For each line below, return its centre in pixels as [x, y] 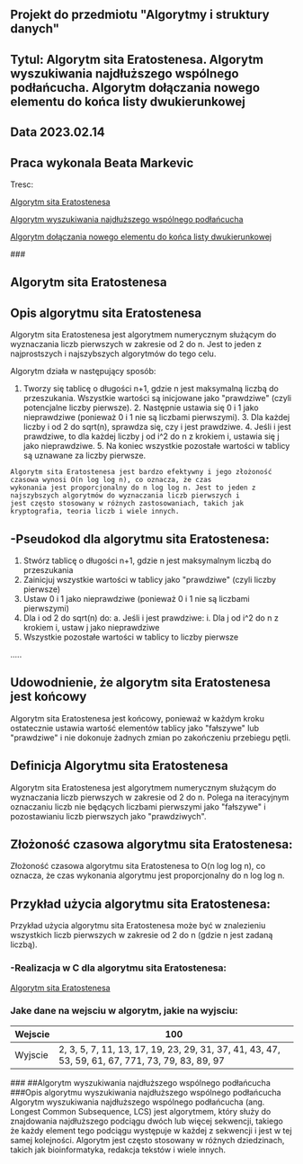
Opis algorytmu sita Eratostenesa [106, 313]
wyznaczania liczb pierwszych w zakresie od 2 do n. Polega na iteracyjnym [150, 797]
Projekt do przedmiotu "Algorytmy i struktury [140, 15]
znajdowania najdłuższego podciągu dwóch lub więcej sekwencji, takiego [147, 1121]
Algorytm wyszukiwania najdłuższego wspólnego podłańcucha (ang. [138, 1102]
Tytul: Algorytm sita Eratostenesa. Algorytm [137, 59]
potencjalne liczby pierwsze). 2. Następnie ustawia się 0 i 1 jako [141, 407]
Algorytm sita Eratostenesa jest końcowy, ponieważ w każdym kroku [137, 718]
